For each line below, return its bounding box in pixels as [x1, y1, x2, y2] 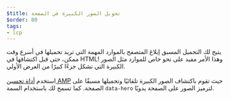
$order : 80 [6, 16, 38, 23]
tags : [6, 23, 22, 29]
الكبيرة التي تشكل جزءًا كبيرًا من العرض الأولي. [6, 62, 125, 70]
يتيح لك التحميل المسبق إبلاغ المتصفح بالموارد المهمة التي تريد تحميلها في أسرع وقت [6, 48, 222, 56]
